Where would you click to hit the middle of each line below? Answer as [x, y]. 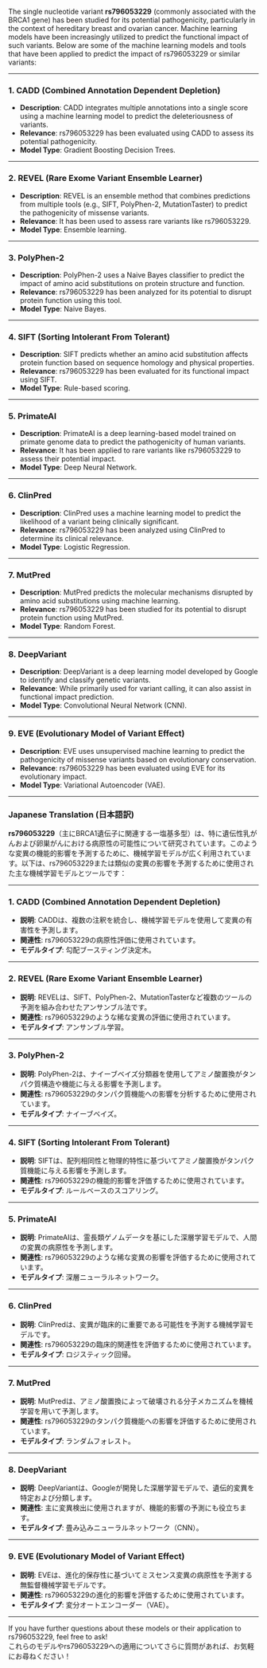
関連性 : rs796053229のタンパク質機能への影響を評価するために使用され [138, 1421]
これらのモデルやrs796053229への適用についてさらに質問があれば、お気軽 [131, 1646]
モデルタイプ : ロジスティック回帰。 [77, 1354]
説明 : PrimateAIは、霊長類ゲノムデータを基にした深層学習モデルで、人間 [138, 1238]
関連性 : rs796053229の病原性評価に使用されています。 [110, 940]
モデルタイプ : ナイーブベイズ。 [70, 1113]
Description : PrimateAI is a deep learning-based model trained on [128, 434]
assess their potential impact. [68, 459]
